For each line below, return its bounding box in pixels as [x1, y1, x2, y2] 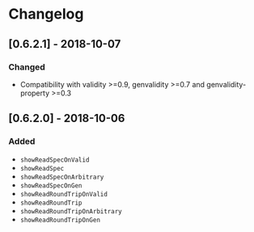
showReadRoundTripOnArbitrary [19, 207, 123, 215]
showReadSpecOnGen [19, 181, 83, 190]
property [19, 88, 50, 98]
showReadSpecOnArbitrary [19, 173, 104, 181]
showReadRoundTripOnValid [19, 190, 108, 198]
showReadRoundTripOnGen [19, 216, 101, 224]
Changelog [8, 5, 84, 23]
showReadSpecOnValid [19, 155, 90, 164]
